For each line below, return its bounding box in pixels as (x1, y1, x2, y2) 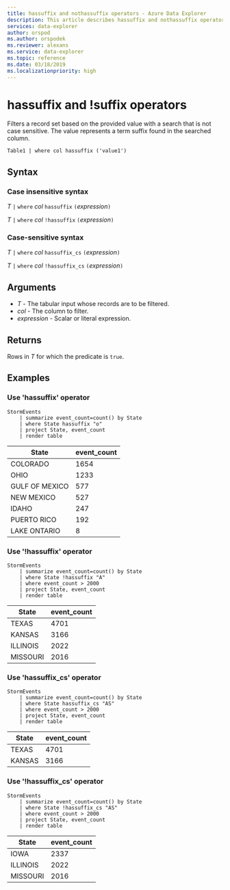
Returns (7, 334, 42, 346)
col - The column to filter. (16, 307, 89, 316)
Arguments (7, 281, 57, 293)
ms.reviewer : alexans (7, 42, 69, 49)
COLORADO (10, 459, 49, 469)
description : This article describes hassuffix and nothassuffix (7, 16, 197, 23)
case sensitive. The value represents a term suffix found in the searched (7, 127, 212, 135)
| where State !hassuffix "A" (19, 574, 106, 581)
